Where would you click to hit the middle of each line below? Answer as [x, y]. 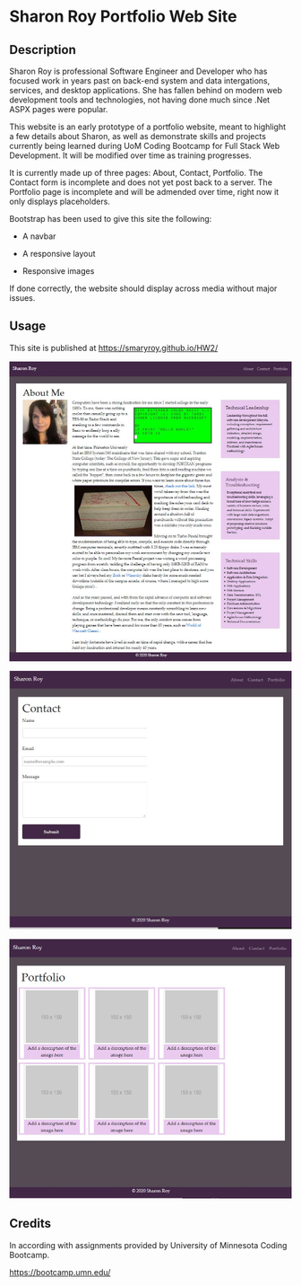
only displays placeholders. [60, 201]
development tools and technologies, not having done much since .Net [140, 100]
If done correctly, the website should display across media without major [143, 288]
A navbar [39, 236]
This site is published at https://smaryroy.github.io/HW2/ [114, 348]
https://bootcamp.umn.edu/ [60, 1272]
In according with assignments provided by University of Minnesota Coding [148, 1245]
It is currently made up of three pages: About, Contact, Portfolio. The [136, 173]
